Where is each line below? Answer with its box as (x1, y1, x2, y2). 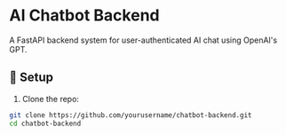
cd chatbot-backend (9, 119, 82, 128)
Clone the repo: (21, 93, 80, 104)
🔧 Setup (9, 70, 54, 85)
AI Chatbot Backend (9, 5, 160, 26)
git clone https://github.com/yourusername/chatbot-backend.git (9, 110, 252, 120)
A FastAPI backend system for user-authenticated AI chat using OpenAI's (9, 35, 278, 45)
